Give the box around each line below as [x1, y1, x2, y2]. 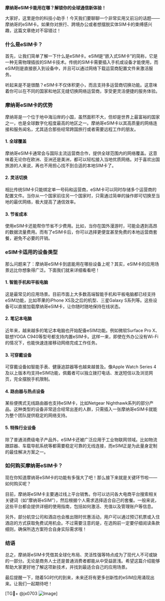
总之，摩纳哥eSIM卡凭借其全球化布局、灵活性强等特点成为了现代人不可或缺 [5, 552, 158, 558]
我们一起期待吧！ [18, 581, 53, 587]
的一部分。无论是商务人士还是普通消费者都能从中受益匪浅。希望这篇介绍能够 [5, 558, 160, 564]
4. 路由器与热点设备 [5, 388, 45, 394]
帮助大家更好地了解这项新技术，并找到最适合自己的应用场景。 [5, 564, 130, 570]
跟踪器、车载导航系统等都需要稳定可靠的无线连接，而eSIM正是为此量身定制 [5, 443, 158, 448]
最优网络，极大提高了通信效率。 [13, 199, 79, 205]
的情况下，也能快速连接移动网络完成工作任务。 [5, 340, 100, 346]
